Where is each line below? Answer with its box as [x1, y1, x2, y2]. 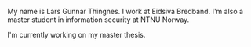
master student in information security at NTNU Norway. [7, 15, 190, 24]
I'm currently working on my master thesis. [7, 31, 146, 39]
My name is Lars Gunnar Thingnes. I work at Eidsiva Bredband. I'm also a [7, 7, 244, 16]
